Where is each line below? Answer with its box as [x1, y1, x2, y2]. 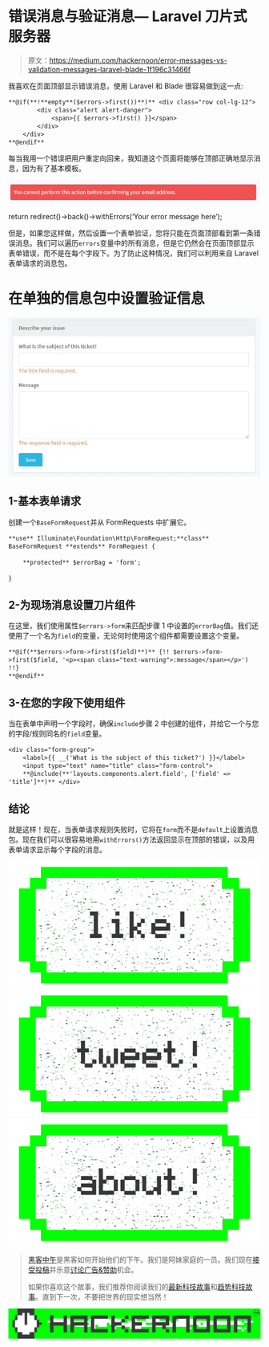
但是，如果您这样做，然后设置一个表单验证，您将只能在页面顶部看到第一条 [8, 228, 254, 238]
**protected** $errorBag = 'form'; [22, 558, 142, 566]
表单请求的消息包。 [8, 259, 72, 268]
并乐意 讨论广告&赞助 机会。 [49, 1265, 139, 1275]
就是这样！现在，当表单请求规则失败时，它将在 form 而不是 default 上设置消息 [8, 824, 259, 834]
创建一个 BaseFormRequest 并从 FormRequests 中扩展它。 [8, 517, 191, 527]
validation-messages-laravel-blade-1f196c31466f [27, 64, 191, 74]
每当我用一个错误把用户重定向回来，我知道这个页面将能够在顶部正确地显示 [8, 153, 254, 163]
